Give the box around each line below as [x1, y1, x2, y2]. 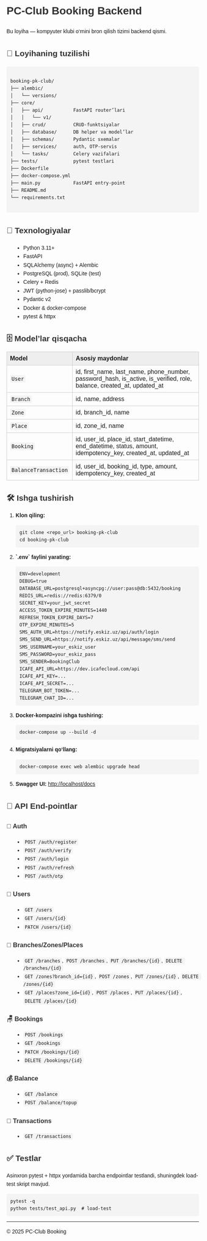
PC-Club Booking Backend [6, 4, 142, 17]
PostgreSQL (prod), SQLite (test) [23, 270, 101, 277]
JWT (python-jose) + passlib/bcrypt [23, 287, 106, 294]
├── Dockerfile [10, 166, 49, 172]
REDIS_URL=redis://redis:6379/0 [19, 593, 102, 599]
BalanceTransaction [11, 467, 68, 473]
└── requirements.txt [10, 194, 65, 201]
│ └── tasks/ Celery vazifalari [10, 151, 120, 157]
